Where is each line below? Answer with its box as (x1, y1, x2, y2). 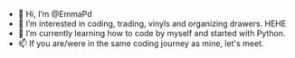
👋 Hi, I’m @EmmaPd (17, 9, 92, 19)
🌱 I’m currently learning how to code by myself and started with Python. (17, 28, 286, 38)
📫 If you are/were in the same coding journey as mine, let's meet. (17, 38, 264, 49)
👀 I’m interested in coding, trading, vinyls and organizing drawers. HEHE (17, 18, 287, 29)
